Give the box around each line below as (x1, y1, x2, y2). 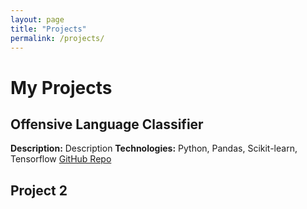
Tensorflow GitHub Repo (10, 153, 112, 165)
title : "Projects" (10, 24, 87, 34)
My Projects (10, 76, 113, 99)
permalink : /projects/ (10, 33, 105, 43)
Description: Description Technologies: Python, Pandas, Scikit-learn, (10, 142, 298, 155)
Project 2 (10, 182, 68, 199)
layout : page (10, 14, 65, 25)
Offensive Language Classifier (10, 116, 204, 133)
